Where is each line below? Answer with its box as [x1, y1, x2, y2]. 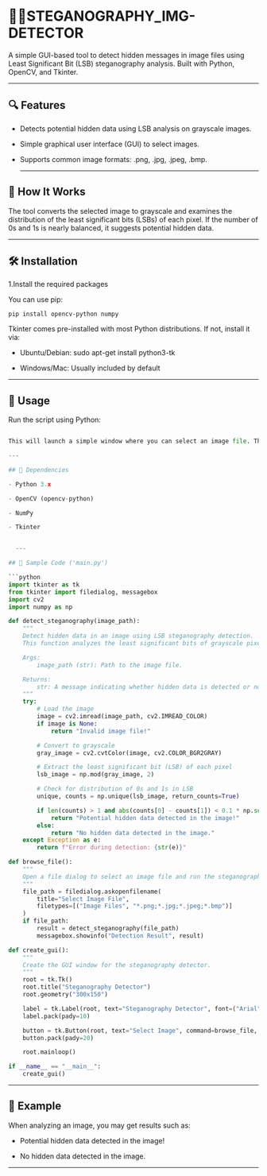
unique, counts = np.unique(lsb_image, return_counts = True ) [37, 792, 240, 801]
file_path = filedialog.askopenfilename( [22, 888, 161, 896]
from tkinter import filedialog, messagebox [8, 588, 158, 596]
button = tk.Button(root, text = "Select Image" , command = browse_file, [22, 1027, 258, 1035]
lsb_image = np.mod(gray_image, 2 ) [37, 771, 155, 779]
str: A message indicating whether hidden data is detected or [37, 683, 250, 691]
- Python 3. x [8, 480, 52, 488]
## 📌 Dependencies [8, 466, 69, 474]
